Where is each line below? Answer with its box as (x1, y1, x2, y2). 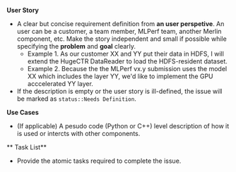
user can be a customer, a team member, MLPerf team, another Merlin (16, 27, 222, 35)
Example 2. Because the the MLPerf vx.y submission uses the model (27, 65, 228, 73)
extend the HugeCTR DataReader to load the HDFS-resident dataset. (27, 57, 228, 66)
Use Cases (6, 109, 40, 116)
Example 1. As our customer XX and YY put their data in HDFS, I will (27, 49, 224, 58)
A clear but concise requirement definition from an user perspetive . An (16, 20, 225, 27)
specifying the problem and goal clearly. (16, 42, 136, 50)
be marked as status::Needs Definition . (16, 94, 137, 103)
